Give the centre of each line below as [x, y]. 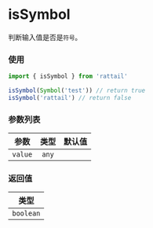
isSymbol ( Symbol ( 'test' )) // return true [77, 91]
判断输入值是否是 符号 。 [45, 37]
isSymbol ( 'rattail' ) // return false [70, 97]
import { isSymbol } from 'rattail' [68, 76]
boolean [26, 213]
